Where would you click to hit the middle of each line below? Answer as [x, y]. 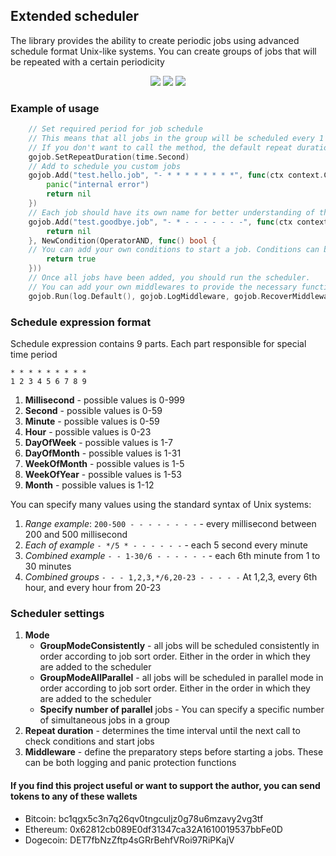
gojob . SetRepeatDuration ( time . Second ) [109, 157]
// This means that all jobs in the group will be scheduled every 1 [176, 138]
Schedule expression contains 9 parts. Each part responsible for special [158, 344]
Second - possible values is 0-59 [93, 411]
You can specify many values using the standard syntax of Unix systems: [161, 505]
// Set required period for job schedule [115, 129]
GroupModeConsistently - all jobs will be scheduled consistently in [179, 646]
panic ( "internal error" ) [98, 185]
